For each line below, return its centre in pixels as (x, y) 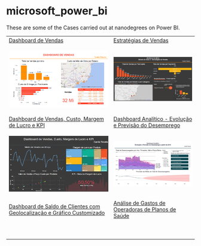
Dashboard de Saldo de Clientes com (54, 206)
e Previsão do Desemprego (147, 125)
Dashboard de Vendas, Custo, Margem (56, 119)
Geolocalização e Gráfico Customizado (57, 212)
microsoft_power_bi (57, 11)
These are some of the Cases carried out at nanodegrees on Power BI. (93, 28)
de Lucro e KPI (27, 125)
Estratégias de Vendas (141, 40)
